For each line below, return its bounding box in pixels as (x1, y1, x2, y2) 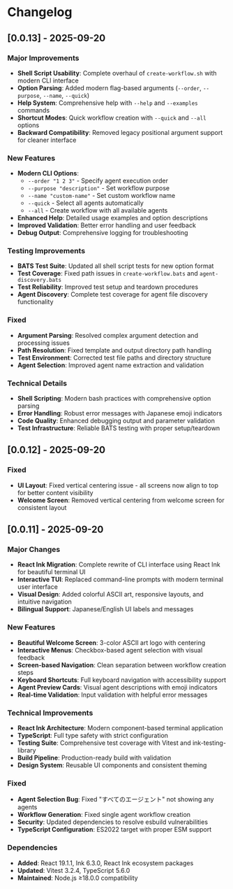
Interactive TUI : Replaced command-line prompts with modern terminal (17, 575, 224, 584)
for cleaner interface (17, 136, 77, 144)
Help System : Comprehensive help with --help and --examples (17, 99, 199, 107)
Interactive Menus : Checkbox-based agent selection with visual (17, 646, 203, 654)
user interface (17, 583, 58, 591)
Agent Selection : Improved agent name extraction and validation (17, 361, 204, 369)
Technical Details (7, 378, 68, 388)
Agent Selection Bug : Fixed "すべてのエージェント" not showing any (17, 795, 214, 804)
